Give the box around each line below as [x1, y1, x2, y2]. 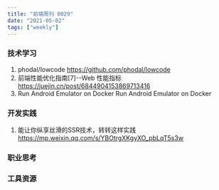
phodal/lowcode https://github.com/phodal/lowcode [17, 65, 171, 73]
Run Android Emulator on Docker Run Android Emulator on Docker [17, 89, 212, 97]
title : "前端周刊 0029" [7, 10, 73, 18]
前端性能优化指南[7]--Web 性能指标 [17, 73, 122, 82]
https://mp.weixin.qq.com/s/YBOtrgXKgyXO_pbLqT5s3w [17, 133, 183, 142]
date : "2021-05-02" [7, 17, 65, 24]
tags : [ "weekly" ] [7, 23, 59, 31]
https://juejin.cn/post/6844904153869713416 [17, 81, 151, 90]
